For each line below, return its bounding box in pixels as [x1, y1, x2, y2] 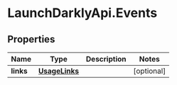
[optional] [133, 66, 166, 76]
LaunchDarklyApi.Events [7, 5, 158, 21]
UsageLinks [38, 66, 80, 76]
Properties [7, 33, 55, 45]
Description [85, 55, 127, 64]
